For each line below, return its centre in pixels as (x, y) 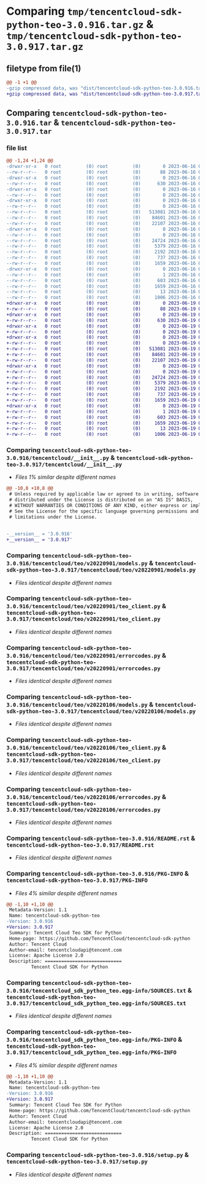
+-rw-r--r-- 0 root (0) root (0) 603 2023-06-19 (101, 417)
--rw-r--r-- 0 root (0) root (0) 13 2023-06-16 (101, 292)
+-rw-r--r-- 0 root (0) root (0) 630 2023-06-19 (101, 320)
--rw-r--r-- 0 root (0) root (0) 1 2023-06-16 (101, 275)
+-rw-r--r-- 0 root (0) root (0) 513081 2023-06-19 (101, 349)
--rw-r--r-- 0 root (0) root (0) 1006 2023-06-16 (101, 298)
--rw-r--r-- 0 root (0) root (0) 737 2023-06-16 (101, 258)
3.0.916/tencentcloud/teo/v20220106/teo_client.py (83, 748)
